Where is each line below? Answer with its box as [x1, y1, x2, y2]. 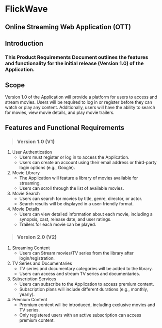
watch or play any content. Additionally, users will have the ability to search [5, 104, 156, 110]
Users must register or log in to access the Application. [19, 154, 130, 160]
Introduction [5, 39, 44, 47]
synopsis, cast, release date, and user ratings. [19, 217, 112, 222]
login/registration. [19, 255, 55, 261]
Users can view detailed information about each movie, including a [19, 211, 153, 217]
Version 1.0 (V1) [16, 138, 55, 145]
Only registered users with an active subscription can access [19, 312, 142, 318]
